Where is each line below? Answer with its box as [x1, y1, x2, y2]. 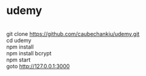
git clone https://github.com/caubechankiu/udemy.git [6, 30, 140, 37]
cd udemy [6, 36, 32, 44]
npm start [6, 56, 31, 63]
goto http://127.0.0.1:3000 [6, 62, 70, 70]
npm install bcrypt [6, 49, 52, 57]
